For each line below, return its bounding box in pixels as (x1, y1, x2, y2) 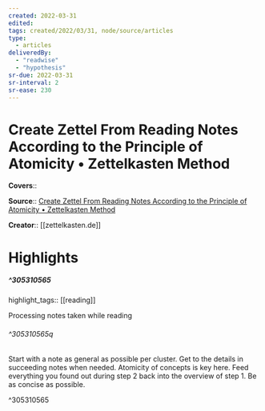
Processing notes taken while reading (8, 311, 132, 321)
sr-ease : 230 (8, 86, 52, 94)
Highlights (8, 249, 78, 266)
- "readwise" (15, 57, 59, 65)
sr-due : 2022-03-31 (8, 71, 74, 79)
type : (8, 34, 26, 42)
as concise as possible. (8, 379, 86, 389)
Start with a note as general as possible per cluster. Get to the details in (8, 353, 244, 364)
